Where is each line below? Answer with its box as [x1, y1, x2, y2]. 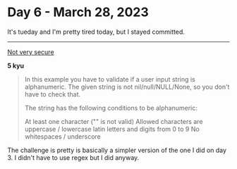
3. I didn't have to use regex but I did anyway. [7, 153, 140, 162]
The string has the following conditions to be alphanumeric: [24, 104, 197, 112]
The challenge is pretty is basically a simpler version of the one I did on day [7, 146, 227, 154]
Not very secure [7, 47, 54, 56]
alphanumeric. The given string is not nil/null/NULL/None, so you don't [24, 82, 230, 91]
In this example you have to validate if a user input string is [24, 75, 195, 83]
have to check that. [24, 89, 81, 99]
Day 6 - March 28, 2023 [7, 4, 150, 20]
